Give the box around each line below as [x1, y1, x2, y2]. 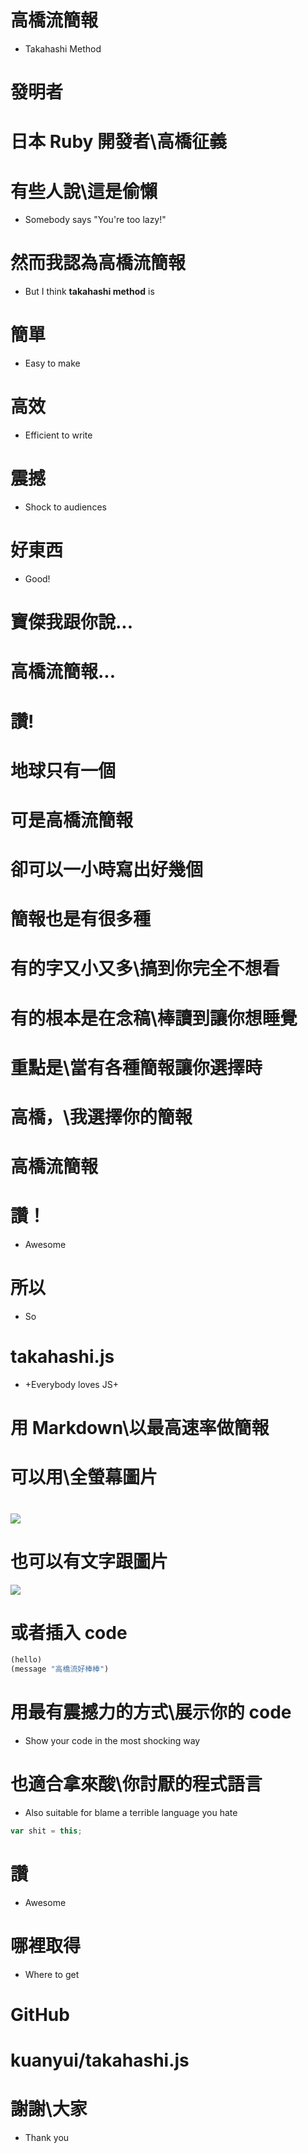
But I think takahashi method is [24, 286, 155, 298]
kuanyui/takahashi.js [10, 2049, 190, 2072]
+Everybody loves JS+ [24, 1379, 119, 1390]
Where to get [24, 1968, 80, 1980]
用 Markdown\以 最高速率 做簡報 [10, 1417, 270, 1440]
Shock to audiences [24, 501, 107, 513]
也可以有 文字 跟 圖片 [10, 1550, 169, 1573]
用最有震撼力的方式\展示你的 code [10, 1701, 292, 1724]
